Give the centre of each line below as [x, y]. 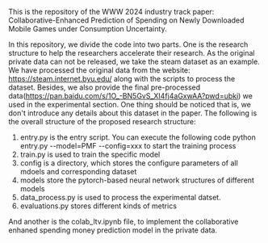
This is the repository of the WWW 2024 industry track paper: [111, 12]
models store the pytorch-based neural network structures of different [137, 180]
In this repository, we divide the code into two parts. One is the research [128, 44]
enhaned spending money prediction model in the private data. [113, 230]
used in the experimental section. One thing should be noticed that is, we [130, 105]
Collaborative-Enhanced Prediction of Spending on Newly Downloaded [126, 20]
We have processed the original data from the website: [100, 70]
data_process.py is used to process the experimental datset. [120, 197]
